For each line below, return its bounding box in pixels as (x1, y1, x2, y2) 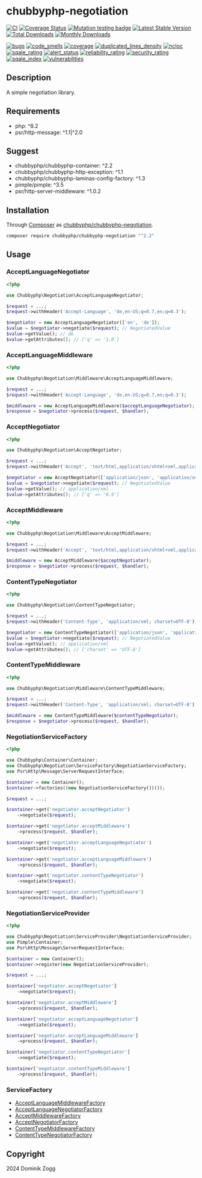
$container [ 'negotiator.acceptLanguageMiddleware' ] (6, 1033, 138, 1039)
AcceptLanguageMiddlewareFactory (14, 1100, 106, 1107)
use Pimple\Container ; (6, 939, 63, 945)
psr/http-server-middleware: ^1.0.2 (14, 188, 101, 195)
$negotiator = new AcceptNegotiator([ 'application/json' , (6, 475, 155, 481)
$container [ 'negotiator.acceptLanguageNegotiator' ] (6, 1016, 138, 1022)
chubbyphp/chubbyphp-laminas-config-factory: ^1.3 (14, 175, 145, 182)
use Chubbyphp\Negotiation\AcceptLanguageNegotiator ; (6, 292, 144, 298)
